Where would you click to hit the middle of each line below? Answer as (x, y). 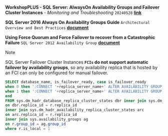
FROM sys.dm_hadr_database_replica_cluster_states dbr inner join (76, 101)
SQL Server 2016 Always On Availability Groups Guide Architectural (77, 22)
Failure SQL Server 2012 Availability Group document (62, 43)
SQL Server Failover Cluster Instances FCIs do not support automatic (77, 62)
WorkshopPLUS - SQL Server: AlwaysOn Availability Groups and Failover (82, 7)
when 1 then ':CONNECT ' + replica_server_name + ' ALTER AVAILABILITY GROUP (84, 91)
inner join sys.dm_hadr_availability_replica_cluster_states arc (74, 110)
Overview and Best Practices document (47, 28)
